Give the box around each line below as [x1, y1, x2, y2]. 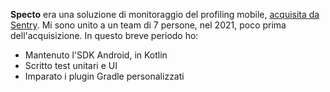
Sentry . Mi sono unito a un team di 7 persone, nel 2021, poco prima [10, 19, 287, 31]
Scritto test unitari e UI [24, 60, 118, 71]
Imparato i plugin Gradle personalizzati [24, 70, 185, 82]
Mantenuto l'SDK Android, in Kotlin [24, 49, 168, 61]
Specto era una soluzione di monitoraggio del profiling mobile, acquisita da [10, 9, 320, 20]
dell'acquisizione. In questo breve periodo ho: [10, 30, 199, 41]
